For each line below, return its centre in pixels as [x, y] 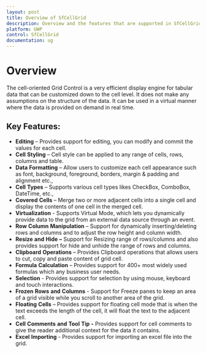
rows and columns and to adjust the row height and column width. [99, 232]
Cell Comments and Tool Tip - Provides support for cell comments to [103, 324]
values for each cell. [41, 148]
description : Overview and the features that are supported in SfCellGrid [104, 23]
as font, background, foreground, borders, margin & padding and [97, 174]
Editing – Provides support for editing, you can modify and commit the [104, 141]
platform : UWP [25, 29]
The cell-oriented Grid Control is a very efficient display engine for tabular [100, 88]
